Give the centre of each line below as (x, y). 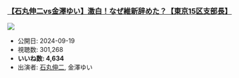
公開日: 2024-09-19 (46, 41)
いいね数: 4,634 (41, 58)
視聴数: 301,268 (40, 50)
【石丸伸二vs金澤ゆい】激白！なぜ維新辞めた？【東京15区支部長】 (119, 11)
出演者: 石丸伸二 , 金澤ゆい (55, 67)
